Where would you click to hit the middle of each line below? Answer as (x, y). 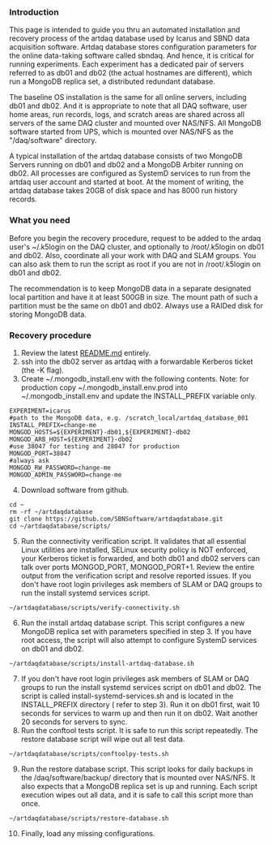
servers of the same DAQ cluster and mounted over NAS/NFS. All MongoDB (135, 123)
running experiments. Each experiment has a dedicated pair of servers (127, 64)
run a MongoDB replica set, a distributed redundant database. (112, 82)
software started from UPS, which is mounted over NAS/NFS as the (121, 132)
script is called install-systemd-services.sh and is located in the (127, 696)
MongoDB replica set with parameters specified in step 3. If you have (136, 631)
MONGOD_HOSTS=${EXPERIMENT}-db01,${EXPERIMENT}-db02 (100, 432)
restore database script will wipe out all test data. (103, 739)
